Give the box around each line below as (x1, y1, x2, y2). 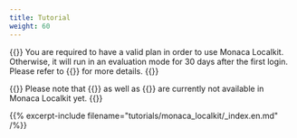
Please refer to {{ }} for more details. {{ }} (9, 65, 159, 77)
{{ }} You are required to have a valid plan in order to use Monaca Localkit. (9, 46, 284, 57)
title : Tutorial (9, 13, 71, 23)
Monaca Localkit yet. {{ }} (9, 92, 103, 104)
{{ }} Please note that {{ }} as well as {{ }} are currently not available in (9, 83, 264, 94)
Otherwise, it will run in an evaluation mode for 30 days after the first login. (9, 56, 288, 67)
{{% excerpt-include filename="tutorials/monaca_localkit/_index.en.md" (9, 110, 279, 121)
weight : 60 (9, 22, 51, 31)
